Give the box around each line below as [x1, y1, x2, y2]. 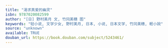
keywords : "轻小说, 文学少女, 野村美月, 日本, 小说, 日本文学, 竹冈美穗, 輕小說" [5, 21, 163, 26]
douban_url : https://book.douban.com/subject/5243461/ [5, 35, 124, 40]
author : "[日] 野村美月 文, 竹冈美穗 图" [5, 16, 86, 21]
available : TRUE [5, 30, 40, 35]
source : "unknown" [5, 26, 44, 31]
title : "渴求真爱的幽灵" [5, 7, 52, 12]
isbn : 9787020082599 [5, 12, 49, 17]
